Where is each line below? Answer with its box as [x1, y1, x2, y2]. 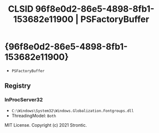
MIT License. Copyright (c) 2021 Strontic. [4, 122, 87, 128]
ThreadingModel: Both [11, 113, 56, 118]
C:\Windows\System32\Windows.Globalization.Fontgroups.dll [11, 108, 134, 113]
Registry [4, 82, 31, 90]
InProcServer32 [4, 96, 43, 103]
